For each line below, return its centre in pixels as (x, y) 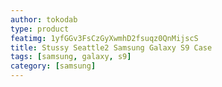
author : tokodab (44, 19)
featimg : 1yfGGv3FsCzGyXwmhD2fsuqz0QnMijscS (104, 38)
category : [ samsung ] (53, 66)
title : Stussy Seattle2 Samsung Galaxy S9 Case (111, 47)
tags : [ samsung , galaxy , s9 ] (71, 57)
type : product (40, 29)
